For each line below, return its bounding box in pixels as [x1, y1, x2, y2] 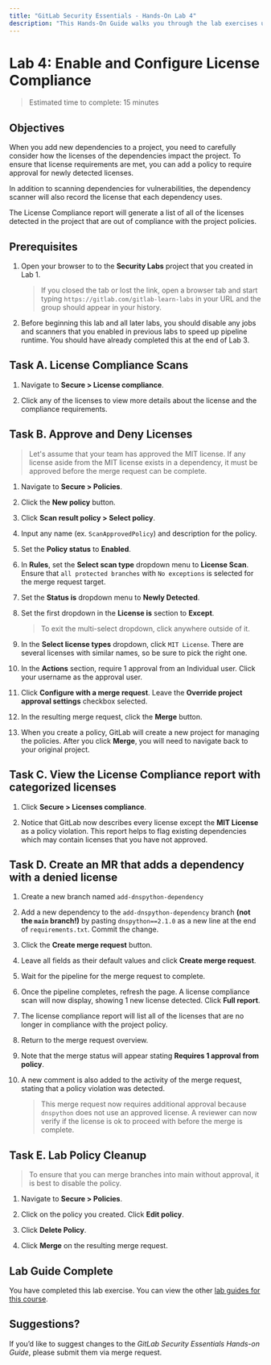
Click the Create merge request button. [20, 940, 153, 950]
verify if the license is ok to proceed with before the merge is [40, 1117, 244, 1126]
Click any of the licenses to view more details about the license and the [20, 396, 257, 405]
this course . [9, 1294, 49, 1304]
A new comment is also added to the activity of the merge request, [20, 1075, 242, 1085]
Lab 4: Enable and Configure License [9, 54, 261, 73]
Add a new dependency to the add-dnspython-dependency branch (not [20, 907, 251, 917]
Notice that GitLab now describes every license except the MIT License [20, 817, 259, 827]
